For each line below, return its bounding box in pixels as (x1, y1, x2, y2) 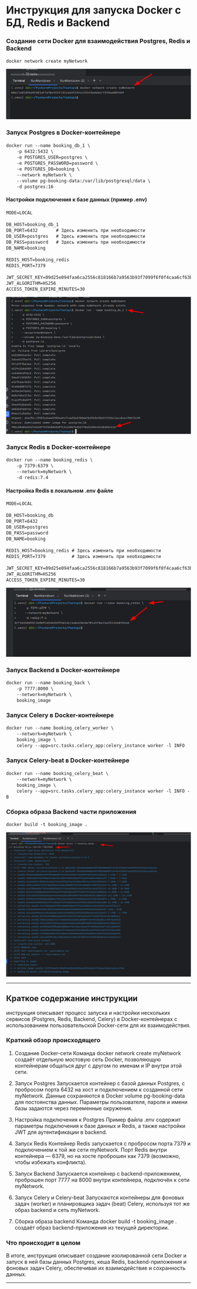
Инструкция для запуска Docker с (6, 4, 182, 17)
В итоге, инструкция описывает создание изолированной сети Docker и (6, 1252, 186, 1259)
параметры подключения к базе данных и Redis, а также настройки (14, 1122, 186, 1129)
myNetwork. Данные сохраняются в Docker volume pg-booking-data (14, 1092, 185, 1099)
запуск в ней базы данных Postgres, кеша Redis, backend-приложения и (6, 1258, 187, 1265)
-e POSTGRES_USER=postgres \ (16, 154, 88, 160)
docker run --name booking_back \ (6, 680, 91, 686)
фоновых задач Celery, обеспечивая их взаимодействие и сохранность (6, 1264, 186, 1272)
